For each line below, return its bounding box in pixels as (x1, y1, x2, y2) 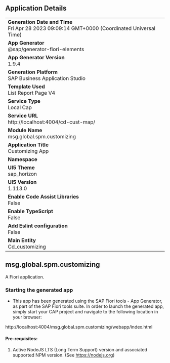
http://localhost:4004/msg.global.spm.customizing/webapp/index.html (5, 324, 153, 330)
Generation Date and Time (8, 18, 73, 25)
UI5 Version (8, 178, 37, 185)
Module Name (8, 127, 42, 134)
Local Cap (8, 104, 32, 111)
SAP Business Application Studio (8, 74, 86, 82)
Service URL (8, 112, 38, 119)
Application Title (8, 141, 49, 148)
